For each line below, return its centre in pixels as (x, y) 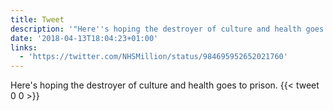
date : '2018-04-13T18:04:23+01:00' (84, 38)
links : (24, 47)
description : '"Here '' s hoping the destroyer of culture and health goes (167, 29)
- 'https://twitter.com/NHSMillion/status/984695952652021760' (153, 57)
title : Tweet (37, 19)
